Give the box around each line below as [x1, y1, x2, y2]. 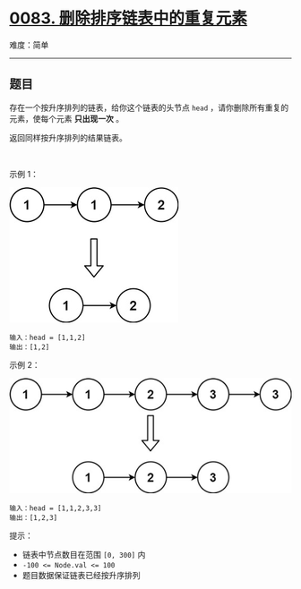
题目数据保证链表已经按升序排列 [21, 570, 141, 581]
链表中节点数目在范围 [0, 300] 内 [21, 550, 146, 560]
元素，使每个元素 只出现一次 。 [9, 113, 124, 124]
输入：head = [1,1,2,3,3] [9, 504, 102, 513]
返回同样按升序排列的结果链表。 [9, 132, 127, 143]
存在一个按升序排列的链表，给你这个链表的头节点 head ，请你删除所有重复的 [9, 102, 289, 113]
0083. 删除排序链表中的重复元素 [9, 8, 248, 29]
